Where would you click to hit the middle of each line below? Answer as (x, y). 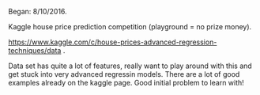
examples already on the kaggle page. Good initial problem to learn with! (126, 83)
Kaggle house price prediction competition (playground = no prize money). (130, 27)
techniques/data (35, 50)
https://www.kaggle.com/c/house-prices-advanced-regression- (113, 42)
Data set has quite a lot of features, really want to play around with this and (130, 66)
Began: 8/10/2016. (38, 11)
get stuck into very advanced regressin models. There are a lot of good (124, 74)
